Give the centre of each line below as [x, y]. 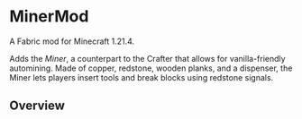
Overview [37, 106]
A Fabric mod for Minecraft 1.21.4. [72, 41]
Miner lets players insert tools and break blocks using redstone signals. [142, 77]
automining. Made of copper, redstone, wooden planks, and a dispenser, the [151, 68]
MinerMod [49, 17]
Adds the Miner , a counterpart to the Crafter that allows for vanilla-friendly [147, 58]
